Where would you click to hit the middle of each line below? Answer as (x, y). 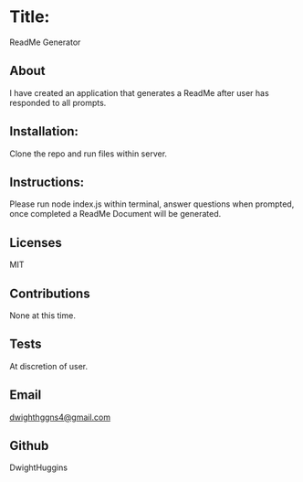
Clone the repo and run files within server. (88, 154)
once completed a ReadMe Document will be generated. (115, 214)
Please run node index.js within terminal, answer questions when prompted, (152, 204)
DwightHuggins (39, 467)
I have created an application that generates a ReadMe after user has (139, 92)
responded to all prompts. (58, 102)
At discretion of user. (49, 366)
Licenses (36, 243)
